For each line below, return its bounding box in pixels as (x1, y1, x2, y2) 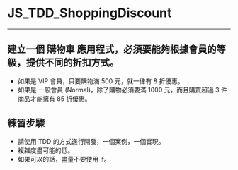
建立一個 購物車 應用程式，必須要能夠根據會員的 (7, 44, 217, 56)
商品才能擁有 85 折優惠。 (17, 94, 91, 103)
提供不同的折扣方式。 (25, 56, 119, 68)
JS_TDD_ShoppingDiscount (7, 5, 172, 21)
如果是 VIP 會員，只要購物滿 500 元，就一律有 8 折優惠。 (17, 76, 184, 85)
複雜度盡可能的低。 (17, 146, 74, 154)
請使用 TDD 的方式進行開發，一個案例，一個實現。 (17, 137, 165, 145)
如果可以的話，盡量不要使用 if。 (17, 154, 111, 163)
